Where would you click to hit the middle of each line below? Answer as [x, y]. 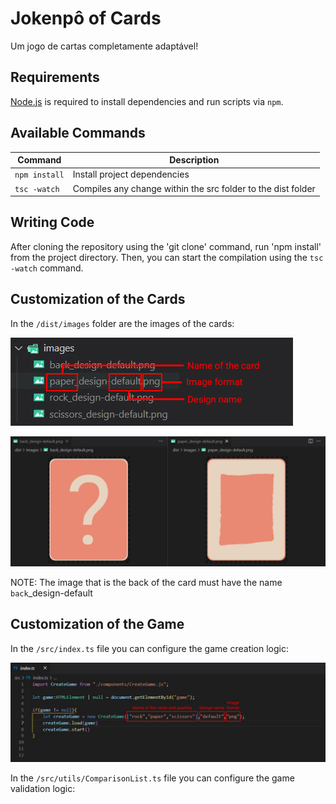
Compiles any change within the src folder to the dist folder [194, 188]
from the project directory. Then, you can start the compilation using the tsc [167, 257]
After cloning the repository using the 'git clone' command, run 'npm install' [166, 246]
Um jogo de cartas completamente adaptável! [104, 46]
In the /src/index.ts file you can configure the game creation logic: [149, 648]
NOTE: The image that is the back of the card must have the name [146, 582]
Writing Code [52, 222]
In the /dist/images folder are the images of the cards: [122, 323]
